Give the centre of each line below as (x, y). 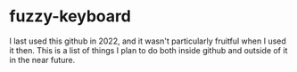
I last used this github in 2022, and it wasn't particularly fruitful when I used (148, 41)
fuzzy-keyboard (70, 16)
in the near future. (42, 60)
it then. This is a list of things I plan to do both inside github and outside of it (148, 50)
